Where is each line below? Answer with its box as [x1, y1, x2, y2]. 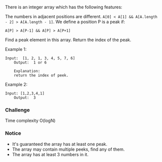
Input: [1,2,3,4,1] [5, 91, 45, 96]
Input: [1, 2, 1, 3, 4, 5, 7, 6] [5, 56, 76, 61]
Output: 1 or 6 [14, 60, 47, 65]
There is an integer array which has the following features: [5, 4, 122, 10]
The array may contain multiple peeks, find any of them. [12, 146, 125, 152]
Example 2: [5, 82, 28, 87]
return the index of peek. [14, 73, 69, 78]
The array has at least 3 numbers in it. [12, 151, 89, 157]
